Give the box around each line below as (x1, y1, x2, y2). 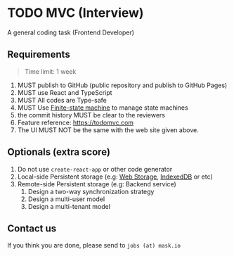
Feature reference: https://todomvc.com (17, 118, 134, 127)
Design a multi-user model (27, 195, 105, 203)
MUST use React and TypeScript (17, 88, 112, 96)
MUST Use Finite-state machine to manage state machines (17, 103, 188, 112)
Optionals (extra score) (7, 146, 111, 158)
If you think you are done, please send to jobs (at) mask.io (7, 241, 181, 250)
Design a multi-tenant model (27, 202, 111, 210)
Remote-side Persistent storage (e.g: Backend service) (17, 179, 177, 188)
